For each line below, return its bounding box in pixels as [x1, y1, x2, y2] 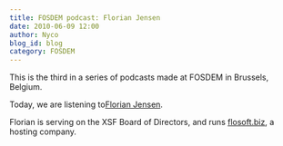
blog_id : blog [9, 38, 64, 48]
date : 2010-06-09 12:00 [9, 22, 100, 31]
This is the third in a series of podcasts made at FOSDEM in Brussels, [9, 72, 269, 83]
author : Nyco [9, 30, 59, 39]
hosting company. [9, 126, 77, 137]
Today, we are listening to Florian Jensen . [9, 99, 164, 110]
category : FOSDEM [9, 47, 76, 56]
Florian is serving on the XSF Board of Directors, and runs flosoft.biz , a [9, 117, 275, 128]
